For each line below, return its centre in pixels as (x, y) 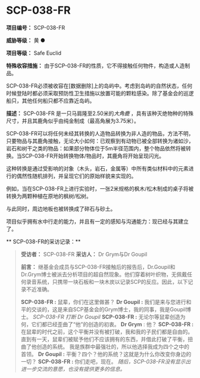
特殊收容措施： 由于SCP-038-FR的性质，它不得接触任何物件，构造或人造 (96, 66)
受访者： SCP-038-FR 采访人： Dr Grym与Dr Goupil (84, 254)
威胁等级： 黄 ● (26, 40)
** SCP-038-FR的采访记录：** (43, 241)
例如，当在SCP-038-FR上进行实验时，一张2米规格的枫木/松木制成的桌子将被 (100, 188)
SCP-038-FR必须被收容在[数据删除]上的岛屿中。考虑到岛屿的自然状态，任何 (99, 86)
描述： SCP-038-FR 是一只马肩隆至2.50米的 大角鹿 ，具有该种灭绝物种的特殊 (100, 113)
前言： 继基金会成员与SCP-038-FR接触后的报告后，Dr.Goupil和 (98, 267)
